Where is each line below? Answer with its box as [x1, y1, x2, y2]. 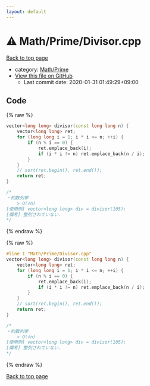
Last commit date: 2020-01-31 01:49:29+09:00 [23, 78, 139, 85]
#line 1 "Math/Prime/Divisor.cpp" [6, 251, 92, 257]
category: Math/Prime [14, 66, 69, 73]
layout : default [6, 8, 46, 15]
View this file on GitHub [14, 72, 73, 79]
